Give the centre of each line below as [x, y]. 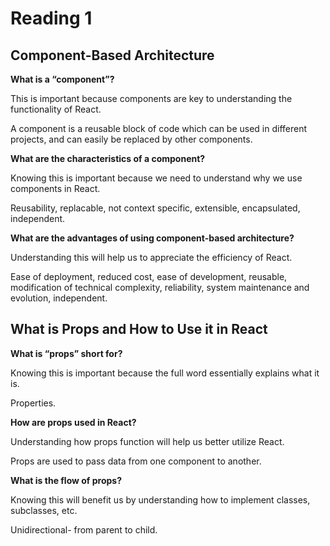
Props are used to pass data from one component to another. [136, 461]
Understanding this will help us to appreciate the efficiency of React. [151, 257]
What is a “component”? [62, 79]
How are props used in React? [73, 422]
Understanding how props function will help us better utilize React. [147, 441]
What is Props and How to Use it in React [139, 329]
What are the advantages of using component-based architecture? [152, 238]
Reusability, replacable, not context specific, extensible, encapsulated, [155, 208]
